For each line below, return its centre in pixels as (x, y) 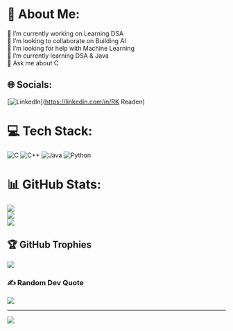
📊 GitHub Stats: (54, 184)
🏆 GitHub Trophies (50, 245)
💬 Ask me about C (33, 63)
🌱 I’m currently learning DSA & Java (58, 56)
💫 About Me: (44, 14)
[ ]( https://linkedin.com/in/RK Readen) (76, 102)
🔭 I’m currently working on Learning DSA (65, 33)
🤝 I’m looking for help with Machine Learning (71, 48)
